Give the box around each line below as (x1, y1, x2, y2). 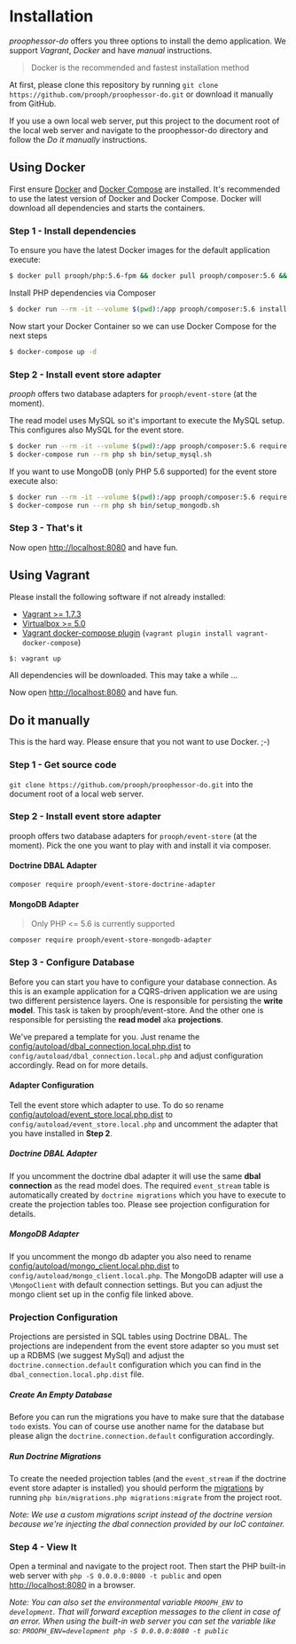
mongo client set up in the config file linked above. (9, 1289, 194, 1300)
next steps (9, 330, 48, 341)
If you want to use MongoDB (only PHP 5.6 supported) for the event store (9, 466, 277, 477)
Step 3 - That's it (9, 522, 82, 534)
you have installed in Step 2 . (9, 1127, 113, 1138)
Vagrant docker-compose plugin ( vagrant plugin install (21, 628, 233, 638)
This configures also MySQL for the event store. (9, 424, 184, 435)
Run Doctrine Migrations (9, 1450, 102, 1461)
